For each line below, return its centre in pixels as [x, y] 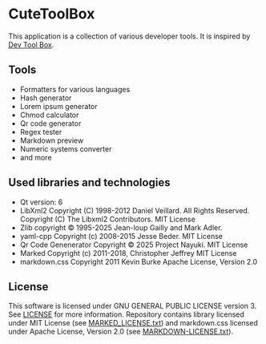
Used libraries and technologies [89, 182]
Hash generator [46, 98]
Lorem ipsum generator [58, 106]
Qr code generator [50, 123]
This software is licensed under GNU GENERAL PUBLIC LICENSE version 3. [133, 306]
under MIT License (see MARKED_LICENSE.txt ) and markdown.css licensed [133, 323]
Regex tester [41, 132]
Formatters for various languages [75, 89]
